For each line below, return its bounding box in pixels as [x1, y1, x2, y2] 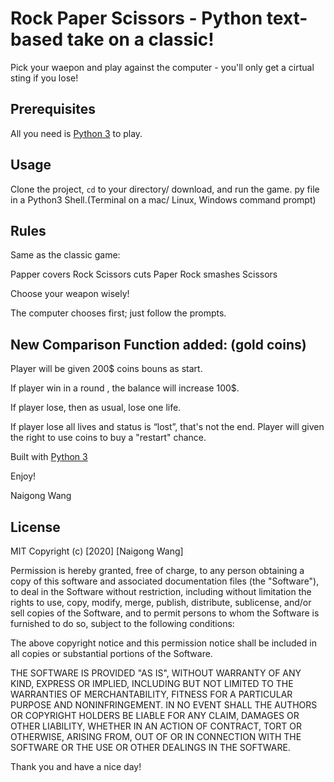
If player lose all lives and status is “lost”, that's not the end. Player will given [10, 421, 325, 433]
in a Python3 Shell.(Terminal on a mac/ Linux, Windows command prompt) [10, 193, 317, 206]
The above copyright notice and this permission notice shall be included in [10, 637, 317, 649]
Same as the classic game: [10, 249, 121, 261]
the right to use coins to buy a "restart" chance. [10, 432, 207, 444]
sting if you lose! [10, 72, 79, 84]
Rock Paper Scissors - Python [10, 7, 263, 30]
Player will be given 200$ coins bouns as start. [10, 363, 203, 375]
